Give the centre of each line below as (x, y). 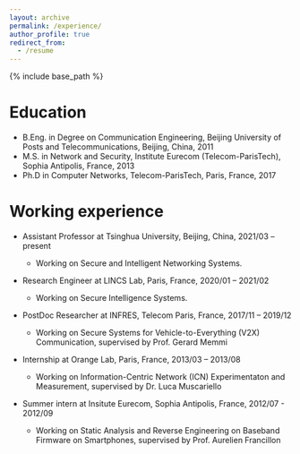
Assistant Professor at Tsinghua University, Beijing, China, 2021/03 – (148, 236)
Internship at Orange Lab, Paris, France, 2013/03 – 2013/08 (131, 360)
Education (48, 112)
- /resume (35, 51)
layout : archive (39, 17)
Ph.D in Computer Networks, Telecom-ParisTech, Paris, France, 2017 (149, 176)
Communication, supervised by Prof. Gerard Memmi (132, 342)
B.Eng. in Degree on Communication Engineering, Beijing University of (152, 137)
